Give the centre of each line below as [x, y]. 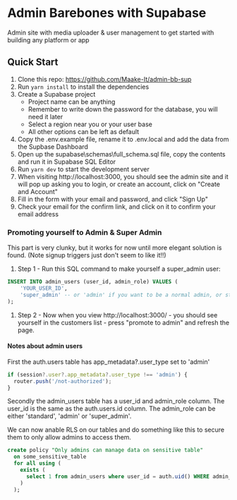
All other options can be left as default [84, 131]
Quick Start [33, 62]
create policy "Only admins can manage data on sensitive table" [105, 450]
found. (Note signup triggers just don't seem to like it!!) [87, 255]
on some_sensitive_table [50, 457]
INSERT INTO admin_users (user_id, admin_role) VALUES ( [93, 282]
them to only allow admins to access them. [69, 437]
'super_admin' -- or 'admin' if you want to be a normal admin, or [121, 295]
